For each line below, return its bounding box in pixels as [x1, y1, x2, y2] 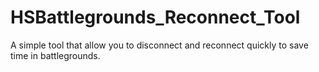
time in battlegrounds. [10, 49, 101, 61]
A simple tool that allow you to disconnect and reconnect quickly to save [10, 39, 309, 51]
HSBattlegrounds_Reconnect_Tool [10, 6, 301, 29]
